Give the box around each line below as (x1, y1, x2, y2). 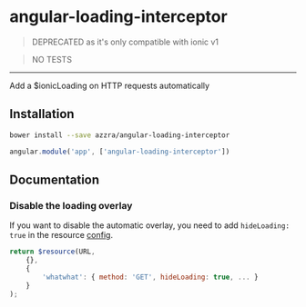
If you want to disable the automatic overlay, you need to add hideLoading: (9, 220, 290, 231)
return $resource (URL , (9, 247, 96, 256)
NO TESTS (31, 54, 73, 64)
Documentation (9, 172, 100, 187)
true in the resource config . (9, 230, 114, 241)
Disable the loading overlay (9, 199, 133, 212)
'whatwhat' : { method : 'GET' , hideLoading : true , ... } (42, 272, 259, 282)
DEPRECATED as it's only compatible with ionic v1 (31, 36, 219, 47)
